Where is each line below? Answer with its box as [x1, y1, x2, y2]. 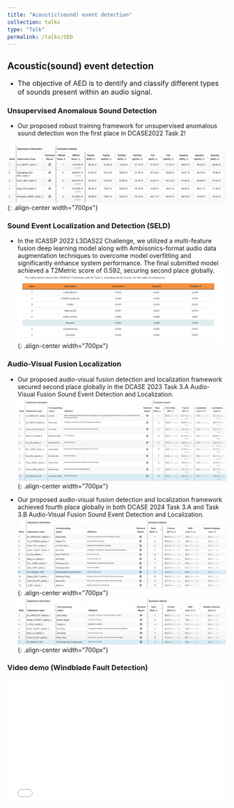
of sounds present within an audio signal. [17, 87, 153, 97]
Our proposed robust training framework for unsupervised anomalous [17, 122, 218, 130]
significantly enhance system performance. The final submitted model [17, 259, 219, 267]
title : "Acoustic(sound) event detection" [7, 11, 132, 18]
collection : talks [7, 18, 61, 26]
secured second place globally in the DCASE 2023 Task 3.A [17, 382, 189, 390]
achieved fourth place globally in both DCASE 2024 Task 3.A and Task [17, 503, 219, 512]
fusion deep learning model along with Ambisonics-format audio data [17, 244, 217, 252]
